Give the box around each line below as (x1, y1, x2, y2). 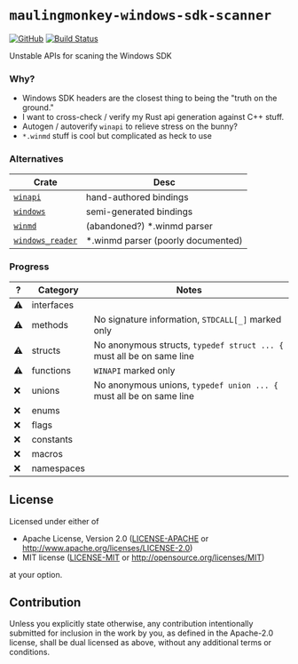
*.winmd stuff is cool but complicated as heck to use (21, 131, 213, 141)
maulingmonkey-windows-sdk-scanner (9, 7, 272, 24)
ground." (21, 102, 55, 113)
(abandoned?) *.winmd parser (85, 220, 213, 232)
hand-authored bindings (85, 190, 189, 203)
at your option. (9, 569, 63, 580)
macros (31, 447, 64, 460)
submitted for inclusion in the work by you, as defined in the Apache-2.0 (9, 628, 273, 638)
